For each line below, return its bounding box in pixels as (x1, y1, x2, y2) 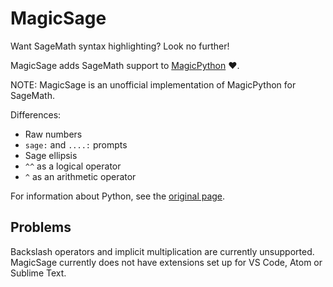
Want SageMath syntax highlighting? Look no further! (10, 40, 230, 52)
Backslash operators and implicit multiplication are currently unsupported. (10, 245, 315, 257)
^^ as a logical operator (24, 160, 122, 172)
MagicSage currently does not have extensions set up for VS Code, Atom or (10, 256, 323, 268)
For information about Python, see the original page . (10, 190, 226, 202)
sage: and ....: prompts (24, 138, 128, 151)
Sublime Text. (10, 267, 67, 279)
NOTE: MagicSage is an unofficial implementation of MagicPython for (10, 78, 297, 91)
